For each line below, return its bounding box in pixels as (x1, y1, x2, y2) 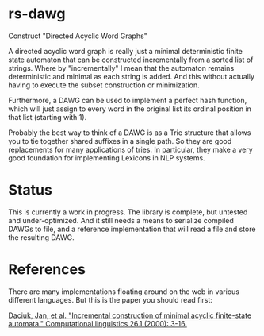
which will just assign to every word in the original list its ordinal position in (8, 104, 252, 114)
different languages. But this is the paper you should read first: (8, 295, 212, 304)
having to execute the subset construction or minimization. (8, 80, 200, 90)
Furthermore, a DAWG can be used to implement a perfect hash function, (8, 95, 247, 105)
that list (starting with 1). (8, 112, 87, 122)
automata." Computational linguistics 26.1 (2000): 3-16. (8, 319, 188, 328)
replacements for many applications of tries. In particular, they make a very (8, 145, 254, 154)
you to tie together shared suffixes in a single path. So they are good (8, 136, 232, 145)
